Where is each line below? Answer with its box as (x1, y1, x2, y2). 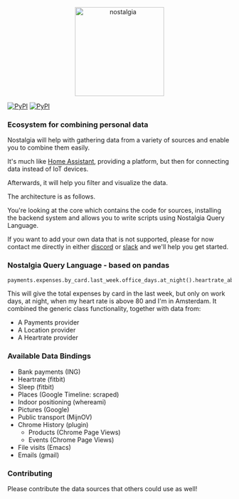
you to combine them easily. (7, 143, 90, 152)
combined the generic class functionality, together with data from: (7, 305, 201, 313)
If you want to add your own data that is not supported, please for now (7, 235, 214, 243)
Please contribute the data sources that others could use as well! (7, 485, 198, 493)
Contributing (7, 468, 53, 478)
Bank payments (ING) (17, 367, 81, 376)
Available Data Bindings (7, 351, 91, 361)
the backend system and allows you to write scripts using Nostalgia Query (7, 214, 225, 222)
